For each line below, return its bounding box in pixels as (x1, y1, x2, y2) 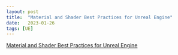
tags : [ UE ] (6, 25, 34, 32)
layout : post (6, 8, 39, 15)
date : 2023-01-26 (6, 20, 55, 26)
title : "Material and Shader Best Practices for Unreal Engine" (6, 14, 173, 20)
